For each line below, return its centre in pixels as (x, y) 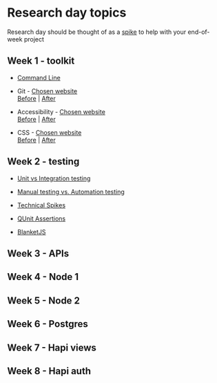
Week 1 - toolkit (41, 61)
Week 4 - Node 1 (43, 277)
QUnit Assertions (41, 218)
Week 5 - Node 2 (44, 300)
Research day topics (67, 13)
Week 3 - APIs (38, 253)
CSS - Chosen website (49, 132)
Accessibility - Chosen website (61, 111)
